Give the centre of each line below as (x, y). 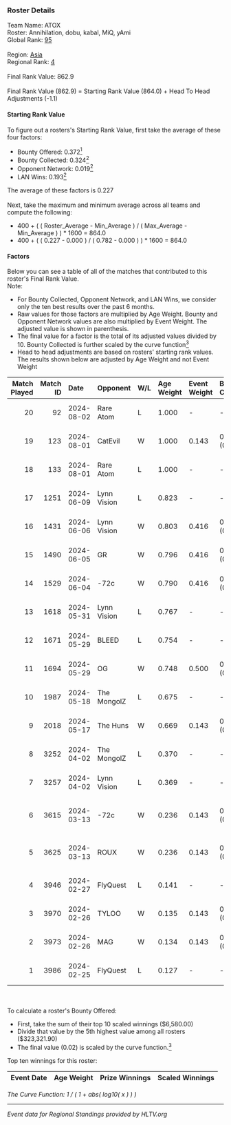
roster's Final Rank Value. (43, 279)
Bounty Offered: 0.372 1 (49, 151)
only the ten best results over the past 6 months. (86, 307)
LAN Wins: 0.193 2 (42, 177)
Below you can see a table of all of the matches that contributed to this (107, 272)
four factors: (25, 137)
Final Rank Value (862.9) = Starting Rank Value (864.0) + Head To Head (109, 91)
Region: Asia (25, 54)
